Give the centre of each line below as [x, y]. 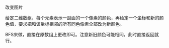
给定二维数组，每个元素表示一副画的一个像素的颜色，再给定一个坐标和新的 [82, 18]
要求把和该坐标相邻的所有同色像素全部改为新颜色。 [71, 24]
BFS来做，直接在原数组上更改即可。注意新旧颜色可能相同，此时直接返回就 [82, 34]
